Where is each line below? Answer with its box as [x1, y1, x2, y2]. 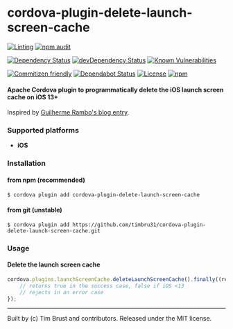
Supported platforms [7, 126, 80, 135]
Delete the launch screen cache [7, 260, 101, 269]
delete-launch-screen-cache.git [7, 227, 101, 234]
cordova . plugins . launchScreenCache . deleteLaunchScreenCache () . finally [7, 276, 216, 282]
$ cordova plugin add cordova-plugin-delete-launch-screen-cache [7, 191, 200, 199]
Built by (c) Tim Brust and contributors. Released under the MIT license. [7, 314, 212, 323]
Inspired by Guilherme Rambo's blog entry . [7, 108, 130, 117]
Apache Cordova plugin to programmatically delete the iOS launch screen [7, 85, 224, 94]
